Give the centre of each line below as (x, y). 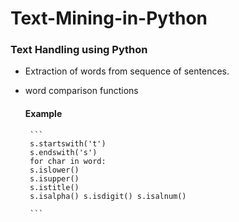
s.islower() (54, 170)
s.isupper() (54, 178)
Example (43, 114)
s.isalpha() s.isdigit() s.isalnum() (108, 196)
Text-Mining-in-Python (109, 18)
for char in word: (68, 161)
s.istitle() (54, 187)
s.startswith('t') (68, 143)
